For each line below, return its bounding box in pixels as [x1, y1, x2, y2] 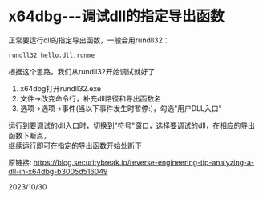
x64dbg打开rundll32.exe [19, 83, 102, 93]
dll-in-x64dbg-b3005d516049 [8, 166, 108, 176]
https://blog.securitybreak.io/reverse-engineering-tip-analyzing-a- [33, 157, 255, 167]
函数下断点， [8, 130, 51, 140]
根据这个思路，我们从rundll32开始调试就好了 [8, 66, 156, 76]
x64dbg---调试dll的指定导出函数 [8, 7, 225, 26]
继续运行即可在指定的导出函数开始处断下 [8, 141, 142, 150]
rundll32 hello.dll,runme [8, 51, 95, 59]
